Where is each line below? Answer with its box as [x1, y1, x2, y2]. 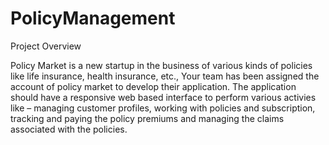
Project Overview [10, 40, 82, 52]
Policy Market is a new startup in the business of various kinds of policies [10, 59, 313, 71]
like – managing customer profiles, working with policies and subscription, [10, 102, 316, 114]
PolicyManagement [10, 7, 176, 30]
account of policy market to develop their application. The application [10, 80, 297, 92]
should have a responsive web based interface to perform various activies [10, 91, 317, 103]
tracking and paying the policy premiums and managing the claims [10, 112, 285, 124]
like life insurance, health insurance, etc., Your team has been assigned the [10, 70, 320, 82]
